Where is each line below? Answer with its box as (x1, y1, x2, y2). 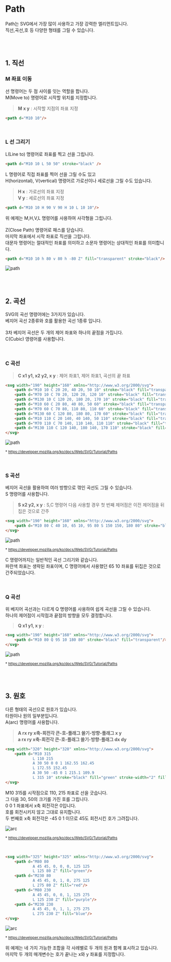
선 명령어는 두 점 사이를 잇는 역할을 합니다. (5, 88, 90, 94)
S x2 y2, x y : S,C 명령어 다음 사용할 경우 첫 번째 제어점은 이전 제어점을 (17, 502, 159, 508)
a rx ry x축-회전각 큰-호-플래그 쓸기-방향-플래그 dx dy (17, 736, 127, 742)
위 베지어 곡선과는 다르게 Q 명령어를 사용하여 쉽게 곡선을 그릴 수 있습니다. (5, 606, 151, 612)
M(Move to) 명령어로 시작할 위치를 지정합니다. (5, 94, 98, 100)
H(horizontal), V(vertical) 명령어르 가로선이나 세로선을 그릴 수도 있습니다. (5, 177, 152, 184)
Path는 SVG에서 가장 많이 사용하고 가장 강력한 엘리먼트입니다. (5, 20, 129, 27)
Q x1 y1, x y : (17, 622, 44, 629)
